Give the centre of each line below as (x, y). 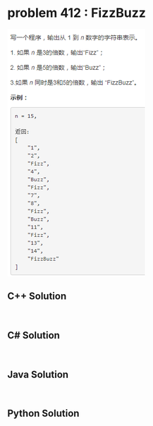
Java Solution (38, 374)
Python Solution (43, 414)
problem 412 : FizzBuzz (76, 13)
